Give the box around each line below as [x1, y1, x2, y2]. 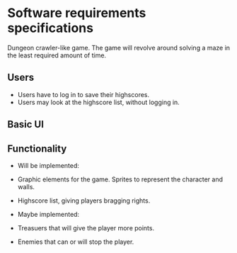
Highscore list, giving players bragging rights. [17, 196, 151, 205]
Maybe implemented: [17, 210, 80, 218]
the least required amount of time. [7, 51, 107, 60]
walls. [17, 182, 35, 191]
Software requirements [7, 5, 146, 21]
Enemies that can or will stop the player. [17, 237, 134, 246]
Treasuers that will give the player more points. [17, 223, 154, 232]
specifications [7, 20, 94, 36]
